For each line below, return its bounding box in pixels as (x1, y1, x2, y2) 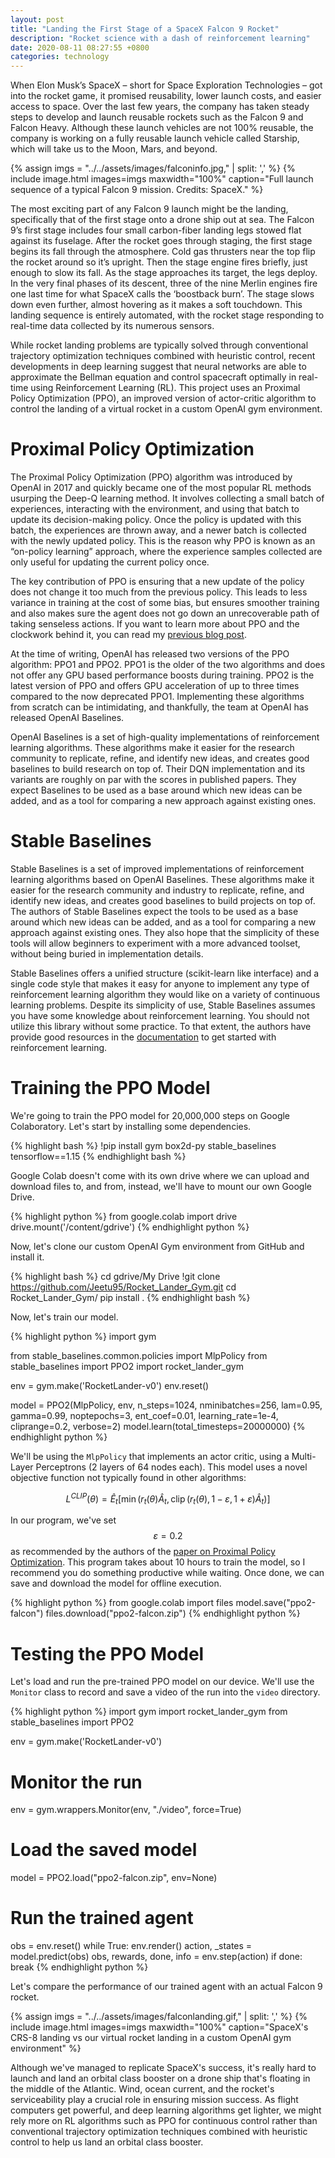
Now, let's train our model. (10, 1311, 119, 1323)
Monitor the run (10, 1771, 143, 1793)
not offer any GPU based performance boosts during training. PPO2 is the (10, 669, 315, 681)
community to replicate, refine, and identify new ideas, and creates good (10, 752, 310, 765)
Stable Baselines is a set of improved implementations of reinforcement (10, 863, 305, 875)
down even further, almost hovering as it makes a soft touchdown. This (10, 299, 303, 311)
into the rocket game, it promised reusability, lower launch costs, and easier (10, 90, 322, 102)
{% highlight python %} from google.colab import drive (10, 1210, 238, 1222)
